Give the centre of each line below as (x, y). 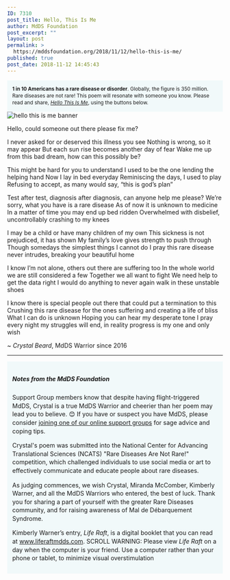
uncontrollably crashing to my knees (58, 219)
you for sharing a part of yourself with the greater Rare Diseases (103, 502)
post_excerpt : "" (32, 33)
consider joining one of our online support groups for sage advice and (111, 422)
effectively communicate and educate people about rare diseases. (106, 470)
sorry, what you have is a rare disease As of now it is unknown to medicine (112, 205)
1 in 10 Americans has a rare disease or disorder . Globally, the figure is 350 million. (111, 89)
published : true (30, 58)
